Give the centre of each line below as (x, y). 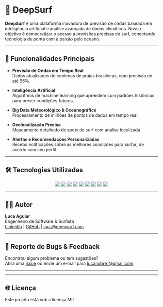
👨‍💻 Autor (19, 205)
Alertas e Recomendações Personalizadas (56, 139)
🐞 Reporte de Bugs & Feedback (52, 246)
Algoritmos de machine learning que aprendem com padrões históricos (83, 95)
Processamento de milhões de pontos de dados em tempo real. (75, 115)
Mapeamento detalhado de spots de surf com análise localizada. (77, 130)
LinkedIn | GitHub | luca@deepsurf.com (44, 227)
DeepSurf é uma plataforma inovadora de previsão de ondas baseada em (79, 23)
